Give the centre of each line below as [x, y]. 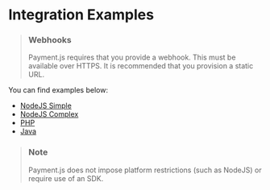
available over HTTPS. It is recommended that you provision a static [141, 66]
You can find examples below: [58, 90]
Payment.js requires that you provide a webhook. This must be [132, 57]
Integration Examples [81, 15]
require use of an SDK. [66, 178]
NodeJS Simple [46, 105]
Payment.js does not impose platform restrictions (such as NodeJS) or [145, 170]
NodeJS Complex [49, 114]
